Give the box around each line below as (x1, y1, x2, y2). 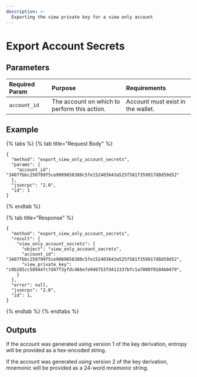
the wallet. (125, 105, 155, 113)
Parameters (6, 63, 50, 73)
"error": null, (11, 282, 49, 288)
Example (6, 124, 39, 134)
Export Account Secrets (6, 39, 125, 53)
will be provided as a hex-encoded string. (6, 347, 107, 354)
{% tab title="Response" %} (6, 214, 74, 221)
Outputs (6, 325, 37, 335)
